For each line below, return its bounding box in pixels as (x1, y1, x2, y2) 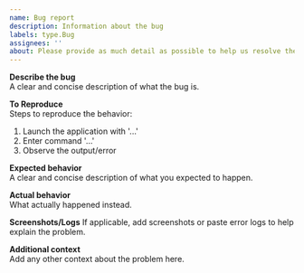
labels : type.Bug (9, 30, 75, 39)
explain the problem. (9, 227, 86, 238)
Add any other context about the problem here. (9, 254, 185, 265)
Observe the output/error (22, 146, 117, 156)
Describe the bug (9, 71, 76, 82)
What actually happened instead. (9, 200, 133, 211)
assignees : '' (9, 38, 63, 48)
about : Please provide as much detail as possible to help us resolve (9, 47, 281, 56)
